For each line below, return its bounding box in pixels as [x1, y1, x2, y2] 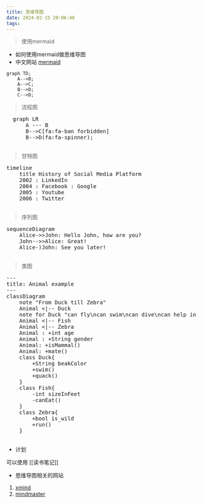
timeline [6, 164, 32, 172]
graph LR [12, 116, 39, 123]
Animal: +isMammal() [19, 342, 81, 349]
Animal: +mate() [19, 348, 68, 355]
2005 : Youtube [19, 189, 65, 196]
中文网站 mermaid [15, 59, 61, 66]
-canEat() [32, 397, 62, 404]
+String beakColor [32, 360, 87, 367]
